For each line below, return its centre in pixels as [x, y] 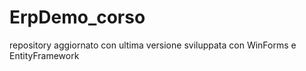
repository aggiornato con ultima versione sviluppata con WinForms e [153, 45]
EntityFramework [44, 55]
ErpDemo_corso [77, 17]
